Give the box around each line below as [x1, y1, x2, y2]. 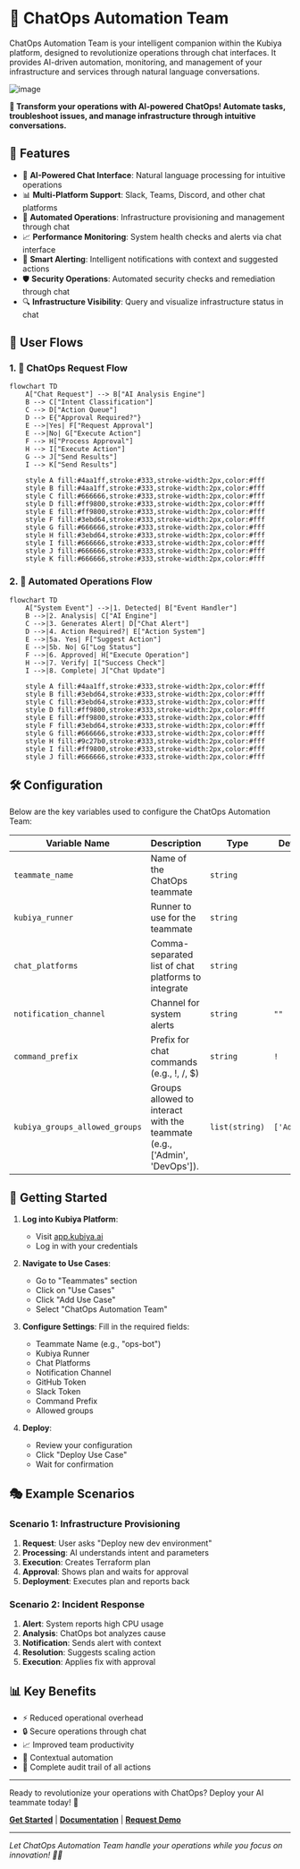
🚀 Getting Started [9, 1190, 108, 1205]
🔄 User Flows [9, 335, 84, 350]
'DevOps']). [150, 1160, 199, 1172]
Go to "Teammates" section [35, 1275, 137, 1286]
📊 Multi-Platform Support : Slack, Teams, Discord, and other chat [21, 189, 266, 200]
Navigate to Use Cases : [21, 1258, 112, 1269]
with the [150, 1115, 185, 1127]
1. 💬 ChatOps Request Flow [9, 362, 128, 374]
